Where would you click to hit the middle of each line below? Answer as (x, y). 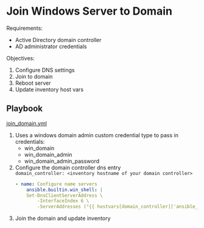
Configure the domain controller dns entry (68, 167)
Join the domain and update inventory (63, 218)
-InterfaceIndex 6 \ (63, 201)
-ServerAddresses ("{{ (66, 207)
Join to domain (34, 76)
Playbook (25, 109)
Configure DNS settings (45, 70)
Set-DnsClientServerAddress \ (65, 195)
